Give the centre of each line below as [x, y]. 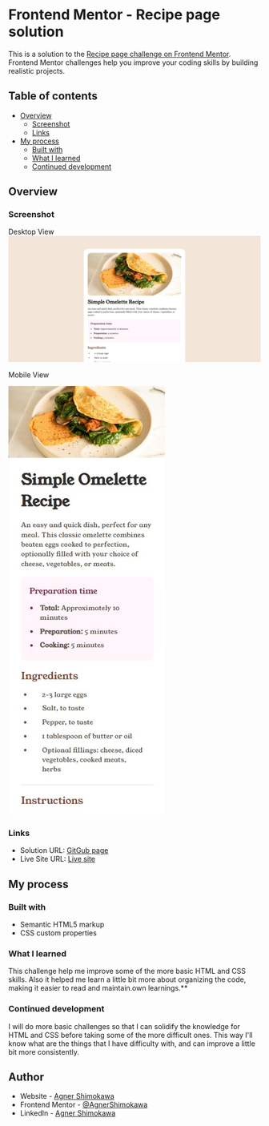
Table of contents [53, 97]
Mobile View [29, 375]
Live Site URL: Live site [58, 859]
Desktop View [31, 232]
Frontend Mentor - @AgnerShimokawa [84, 1105]
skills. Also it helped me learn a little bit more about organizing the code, [127, 979]
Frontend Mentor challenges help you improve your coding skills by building [133, 62]
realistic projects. [37, 70]
